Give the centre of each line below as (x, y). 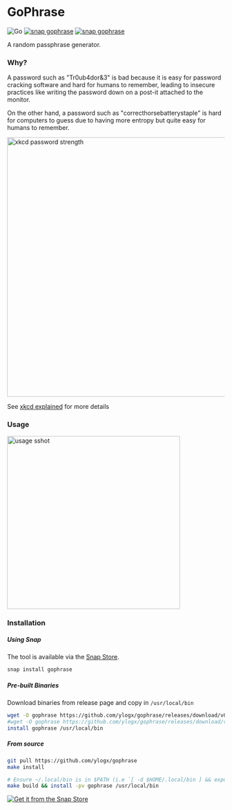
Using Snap (24, 640)
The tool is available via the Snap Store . (63, 657)
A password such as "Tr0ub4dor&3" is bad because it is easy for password (114, 77)
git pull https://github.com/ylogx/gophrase (72, 761)
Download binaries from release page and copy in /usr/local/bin (100, 703)
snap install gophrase (40, 670)
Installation (27, 623)
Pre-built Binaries (33, 685)
